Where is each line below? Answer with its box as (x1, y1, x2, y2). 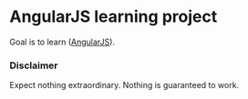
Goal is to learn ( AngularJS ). (9, 36, 116, 47)
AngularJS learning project (9, 6, 218, 27)
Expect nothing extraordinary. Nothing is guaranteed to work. (9, 80, 240, 91)
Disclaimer (9, 59, 58, 72)
